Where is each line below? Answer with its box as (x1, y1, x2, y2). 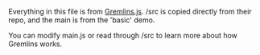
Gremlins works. (8, 39, 63, 49)
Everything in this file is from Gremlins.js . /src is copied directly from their (8, 7, 252, 16)
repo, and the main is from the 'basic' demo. (8, 15, 155, 25)
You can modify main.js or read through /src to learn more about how (8, 31, 237, 40)
